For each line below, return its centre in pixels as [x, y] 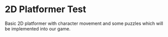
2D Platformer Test [45, 9]
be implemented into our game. [38, 28]
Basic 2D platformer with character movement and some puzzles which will [84, 23]
